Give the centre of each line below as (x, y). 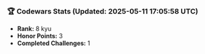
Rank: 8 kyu (34, 29)
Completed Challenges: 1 (53, 43)
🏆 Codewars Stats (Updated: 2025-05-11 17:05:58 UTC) (103, 11)
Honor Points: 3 (40, 36)
